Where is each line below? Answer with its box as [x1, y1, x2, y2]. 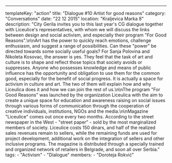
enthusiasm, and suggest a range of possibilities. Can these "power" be [5, 43, 157, 49]
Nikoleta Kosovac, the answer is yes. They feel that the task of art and [5, 54, 153, 59]
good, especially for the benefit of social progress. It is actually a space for [5, 75, 163, 81]
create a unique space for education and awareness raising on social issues [5, 97, 165, 103]
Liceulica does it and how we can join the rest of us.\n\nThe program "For [5, 87, 160, 92]
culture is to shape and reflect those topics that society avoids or [5, 59, 142, 65]
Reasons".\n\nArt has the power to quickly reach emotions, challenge [5, 37, 152, 44]
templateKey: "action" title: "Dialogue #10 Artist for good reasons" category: [5, 10, 166, 16]
